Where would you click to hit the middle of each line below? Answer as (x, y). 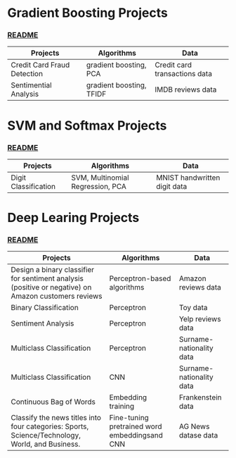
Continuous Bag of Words (53, 402)
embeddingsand (136, 435)
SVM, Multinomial (100, 178)
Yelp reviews (200, 319)
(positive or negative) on (51, 287)
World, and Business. (46, 444)
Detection (27, 74)
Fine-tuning (129, 418)
